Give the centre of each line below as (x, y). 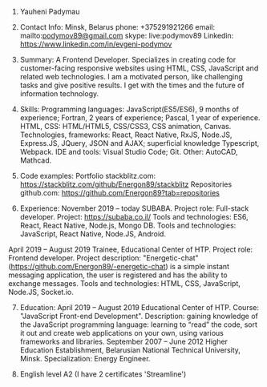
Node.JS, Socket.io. (41, 292)
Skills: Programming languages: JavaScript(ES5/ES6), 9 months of (129, 109)
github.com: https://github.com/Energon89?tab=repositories (120, 193)
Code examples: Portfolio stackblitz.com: (88, 176)
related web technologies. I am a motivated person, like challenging (131, 77)
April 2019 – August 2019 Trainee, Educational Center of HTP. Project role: (131, 249)
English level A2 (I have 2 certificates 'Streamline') (103, 374)
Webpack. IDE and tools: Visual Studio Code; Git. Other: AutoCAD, (129, 152)
